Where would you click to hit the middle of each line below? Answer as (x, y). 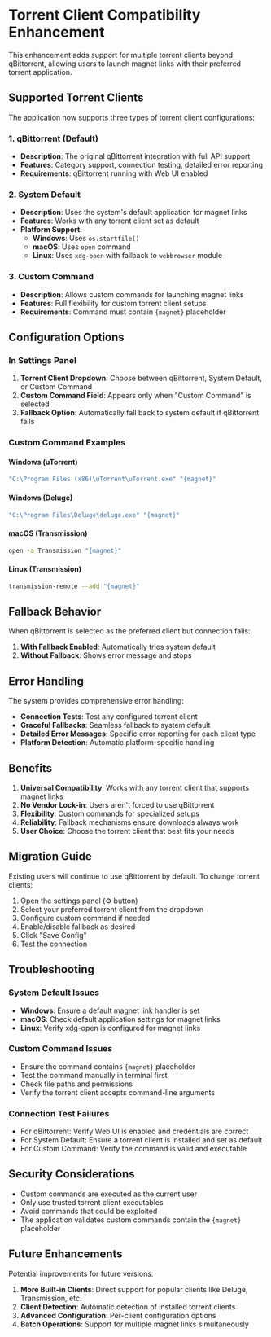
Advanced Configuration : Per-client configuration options (118, 1315)
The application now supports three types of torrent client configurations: (131, 117)
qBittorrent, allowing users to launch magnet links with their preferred (125, 64)
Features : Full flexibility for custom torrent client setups (113, 303)
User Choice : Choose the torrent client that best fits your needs (127, 831)
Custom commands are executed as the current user (109, 1194)
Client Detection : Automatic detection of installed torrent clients (128, 1306)
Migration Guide (50, 857)
